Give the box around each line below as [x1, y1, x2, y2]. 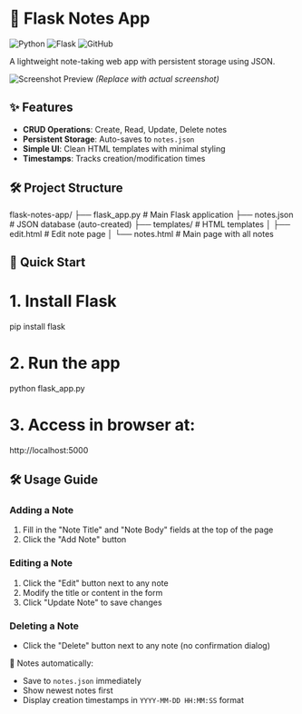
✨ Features [9, 100, 73, 115]
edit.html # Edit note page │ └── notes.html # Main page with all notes [9, 228, 274, 239]
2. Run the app [9, 353, 121, 373]
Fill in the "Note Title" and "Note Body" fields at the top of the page [22, 524, 274, 535]
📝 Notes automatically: [9, 658, 93, 669]
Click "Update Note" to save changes [22, 597, 162, 608]
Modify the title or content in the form [22, 587, 163, 598]
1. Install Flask [9, 291, 117, 312]
